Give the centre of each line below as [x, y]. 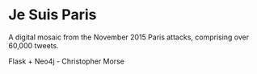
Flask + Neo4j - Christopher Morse [67, 61]
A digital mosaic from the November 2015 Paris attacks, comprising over [128, 37]
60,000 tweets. [34, 45]
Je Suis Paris [53, 15]
